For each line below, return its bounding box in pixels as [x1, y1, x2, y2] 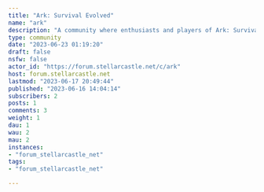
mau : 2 [8, 135, 30, 144]
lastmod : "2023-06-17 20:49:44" [8, 77, 114, 85]
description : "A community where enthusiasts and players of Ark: [8, 26, 230, 34]
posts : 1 [8, 99, 37, 107]
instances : [8, 143, 44, 151]
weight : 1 [8, 114, 41, 122]
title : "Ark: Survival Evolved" [8, 11, 114, 20]
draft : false [8, 48, 51, 56]
